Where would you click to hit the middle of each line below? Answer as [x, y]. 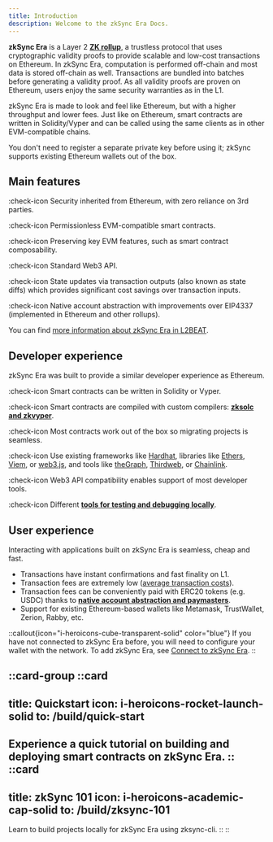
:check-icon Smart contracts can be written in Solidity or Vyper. [115, 391]
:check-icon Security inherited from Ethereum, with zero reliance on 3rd [129, 201]
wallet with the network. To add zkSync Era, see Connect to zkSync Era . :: [132, 650]
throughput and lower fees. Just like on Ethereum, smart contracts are [126, 114]
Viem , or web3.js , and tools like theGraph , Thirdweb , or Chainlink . [118, 465]
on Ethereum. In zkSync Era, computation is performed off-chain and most [133, 64]
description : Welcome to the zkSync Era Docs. [89, 24]
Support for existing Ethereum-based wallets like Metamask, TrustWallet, [142, 609]
